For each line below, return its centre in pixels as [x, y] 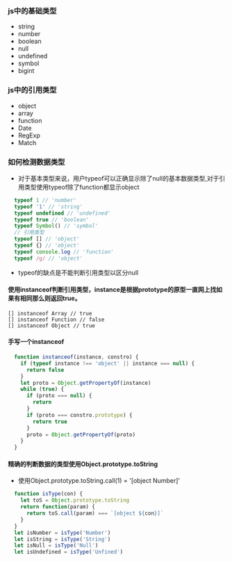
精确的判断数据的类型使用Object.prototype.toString [83, 464]
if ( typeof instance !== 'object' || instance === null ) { [108, 363]
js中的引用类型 [32, 90]
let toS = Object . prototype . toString [75, 501]
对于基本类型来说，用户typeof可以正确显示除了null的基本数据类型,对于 [118, 178]
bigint [26, 71]
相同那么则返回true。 [50, 298]
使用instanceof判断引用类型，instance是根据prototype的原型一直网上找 [112, 290]
